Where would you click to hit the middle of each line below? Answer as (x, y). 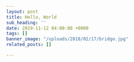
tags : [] (17, 34)
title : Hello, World (32, 17)
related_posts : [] (29, 45)
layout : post (22, 12)
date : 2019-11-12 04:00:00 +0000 (47, 28)
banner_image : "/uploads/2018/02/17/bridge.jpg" (67, 39)
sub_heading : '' (26, 22)
